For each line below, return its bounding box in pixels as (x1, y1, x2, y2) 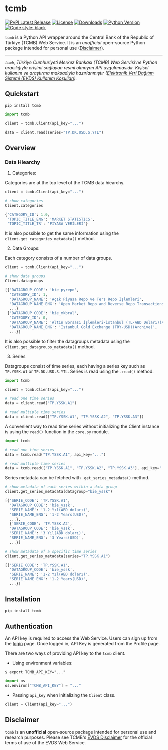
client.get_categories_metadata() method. (5, 236, 95, 242)
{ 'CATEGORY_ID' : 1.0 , (5, 212, 50, 217)
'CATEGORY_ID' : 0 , (9, 315, 48, 320)
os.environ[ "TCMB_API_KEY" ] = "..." (5, 683, 81, 688)
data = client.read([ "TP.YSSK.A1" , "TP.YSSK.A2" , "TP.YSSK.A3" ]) (5, 414, 144, 420)
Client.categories (5, 203, 43, 208)
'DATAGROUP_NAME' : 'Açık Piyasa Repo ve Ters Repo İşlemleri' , (9, 297, 144, 302)
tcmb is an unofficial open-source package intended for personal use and (5, 729, 156, 735)
